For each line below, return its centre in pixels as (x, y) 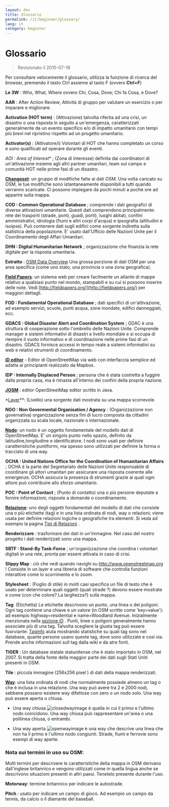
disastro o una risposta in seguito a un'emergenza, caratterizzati (72, 123)
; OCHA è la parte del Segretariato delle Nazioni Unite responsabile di (77, 467)
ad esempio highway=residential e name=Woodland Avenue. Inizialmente (81, 615)
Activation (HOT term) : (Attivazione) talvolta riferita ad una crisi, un (76, 118)
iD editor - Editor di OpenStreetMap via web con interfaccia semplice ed (80, 360)
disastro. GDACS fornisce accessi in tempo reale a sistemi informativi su (80, 345)
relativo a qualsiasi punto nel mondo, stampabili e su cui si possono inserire (84, 282)
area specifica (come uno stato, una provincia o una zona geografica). (78, 267)
